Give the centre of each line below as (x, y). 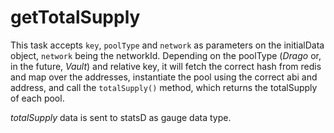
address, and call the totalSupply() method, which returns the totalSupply (164, 87)
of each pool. (37, 98)
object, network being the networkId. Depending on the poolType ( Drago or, (166, 55)
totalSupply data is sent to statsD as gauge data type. (121, 117)
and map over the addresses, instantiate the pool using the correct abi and (164, 77)
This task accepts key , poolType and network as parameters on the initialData (167, 45)
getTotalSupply (75, 17)
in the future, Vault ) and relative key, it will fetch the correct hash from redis (166, 66)
